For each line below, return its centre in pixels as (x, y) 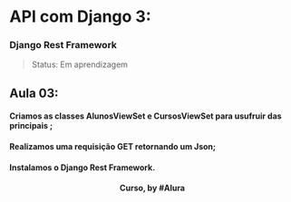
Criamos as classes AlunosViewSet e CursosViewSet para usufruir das (146, 116)
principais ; (31, 126)
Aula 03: (34, 93)
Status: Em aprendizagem (80, 64)
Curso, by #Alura (152, 188)
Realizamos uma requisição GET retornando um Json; (112, 147)
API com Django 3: (80, 17)
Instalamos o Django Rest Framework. (82, 167)
